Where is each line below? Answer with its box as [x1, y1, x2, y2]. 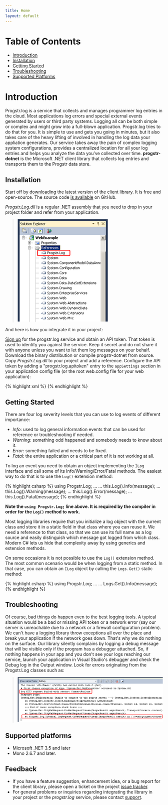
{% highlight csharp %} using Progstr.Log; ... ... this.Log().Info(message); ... [5, 483, 161, 489]
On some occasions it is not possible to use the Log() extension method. [5, 555, 154, 561]
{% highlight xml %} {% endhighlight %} [5, 383, 88, 389]
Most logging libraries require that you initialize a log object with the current [5, 518, 161, 524]
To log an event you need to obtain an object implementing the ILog [5, 463, 144, 469]
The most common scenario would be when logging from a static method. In [5, 560, 162, 566]
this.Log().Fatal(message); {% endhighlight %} [5, 494, 101, 499]
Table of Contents [5, 36, 81, 47]
